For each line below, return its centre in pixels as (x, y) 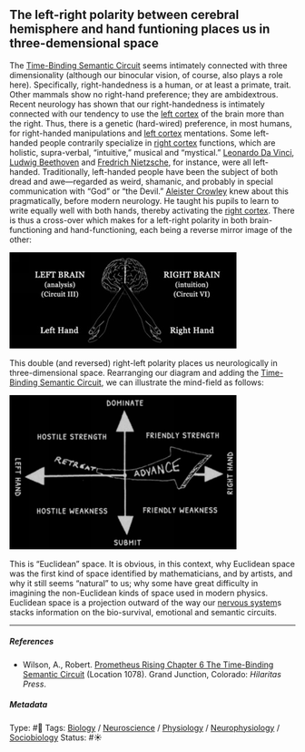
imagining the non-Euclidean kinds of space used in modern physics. (139, 593)
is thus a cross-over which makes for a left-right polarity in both (128, 220)
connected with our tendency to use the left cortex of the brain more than (147, 114)
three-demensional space (84, 43)
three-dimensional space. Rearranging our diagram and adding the (134, 372)
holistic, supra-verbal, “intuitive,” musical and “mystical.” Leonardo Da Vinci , (152, 152)
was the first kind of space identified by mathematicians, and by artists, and (151, 574)
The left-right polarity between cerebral (124, 15)
